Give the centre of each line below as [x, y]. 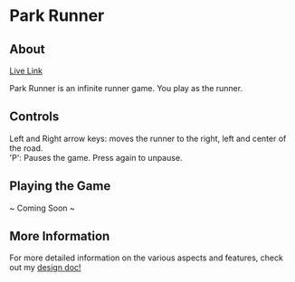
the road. [26, 148]
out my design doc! [45, 268]
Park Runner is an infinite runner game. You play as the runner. [126, 88]
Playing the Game [60, 186]
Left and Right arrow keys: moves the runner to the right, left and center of [148, 138]
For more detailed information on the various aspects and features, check [146, 258]
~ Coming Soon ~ [42, 208]
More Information [60, 236]
